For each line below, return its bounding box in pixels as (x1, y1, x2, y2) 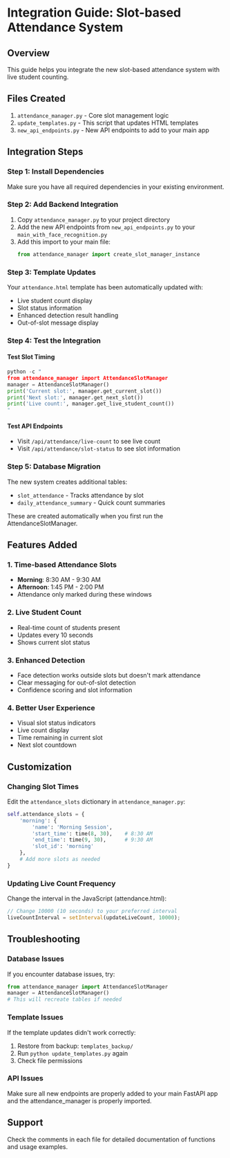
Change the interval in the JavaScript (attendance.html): (7, 894, 167, 903)
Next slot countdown (17, 741, 77, 749)
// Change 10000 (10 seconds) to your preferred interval (7, 908, 178, 915)
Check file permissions (17, 1056, 83, 1065)
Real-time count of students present (17, 623, 121, 631)
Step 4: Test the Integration (7, 336, 102, 345)
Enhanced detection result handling (17, 311, 119, 319)
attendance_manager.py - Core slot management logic (17, 111, 169, 119)
